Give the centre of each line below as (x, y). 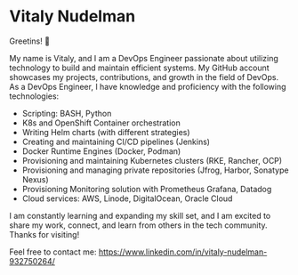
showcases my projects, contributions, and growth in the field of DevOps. (144, 77)
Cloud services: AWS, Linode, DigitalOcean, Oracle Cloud (127, 198)
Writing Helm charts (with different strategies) (106, 132)
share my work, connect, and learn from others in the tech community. (139, 225)
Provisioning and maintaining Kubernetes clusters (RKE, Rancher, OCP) (152, 160)
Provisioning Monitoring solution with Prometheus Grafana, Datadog (147, 189)
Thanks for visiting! (44, 234)
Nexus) (35, 179)
